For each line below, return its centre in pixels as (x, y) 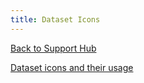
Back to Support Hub (53, 48)
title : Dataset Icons (55, 19)
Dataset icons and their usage (72, 67)
